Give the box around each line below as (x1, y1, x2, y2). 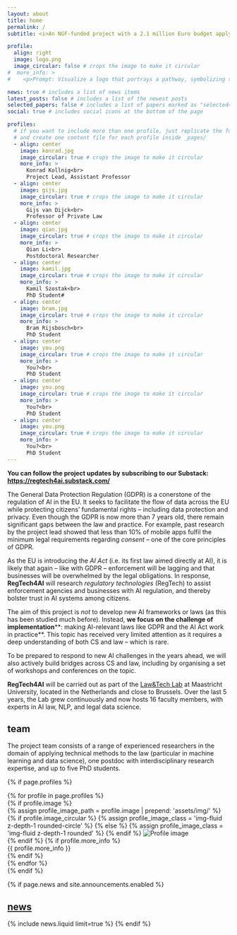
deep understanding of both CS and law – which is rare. (7, 637, 169, 646)
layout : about (7, 10, 49, 18)
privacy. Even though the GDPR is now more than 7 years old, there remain (7, 512, 224, 521)
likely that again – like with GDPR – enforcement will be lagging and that (7, 563, 215, 572)
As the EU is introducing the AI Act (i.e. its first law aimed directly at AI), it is (7, 556, 227, 565)
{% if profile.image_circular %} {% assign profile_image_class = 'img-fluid (7, 814, 222, 823)
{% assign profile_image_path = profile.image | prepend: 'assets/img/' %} (7, 806, 221, 815)
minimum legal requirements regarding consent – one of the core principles (7, 535, 226, 543)
